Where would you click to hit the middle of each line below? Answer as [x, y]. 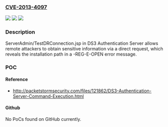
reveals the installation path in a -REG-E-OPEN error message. [71, 54]
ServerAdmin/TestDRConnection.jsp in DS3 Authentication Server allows [82, 43]
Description [20, 32]
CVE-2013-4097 [26, 7]
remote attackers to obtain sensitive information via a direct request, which [84, 48]
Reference [17, 80]
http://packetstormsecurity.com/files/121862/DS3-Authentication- [82, 91]
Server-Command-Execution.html [48, 96]
